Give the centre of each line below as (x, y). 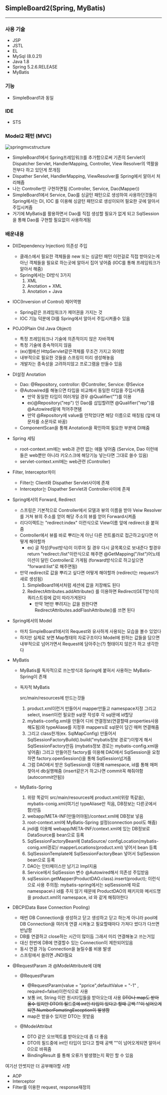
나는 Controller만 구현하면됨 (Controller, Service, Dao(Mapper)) (76, 189)
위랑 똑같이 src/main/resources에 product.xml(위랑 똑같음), (86, 798)
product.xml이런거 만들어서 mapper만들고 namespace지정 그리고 (92, 708)
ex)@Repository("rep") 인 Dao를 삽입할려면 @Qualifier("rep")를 (91, 403)
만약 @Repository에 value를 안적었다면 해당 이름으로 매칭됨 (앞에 (91, 415)
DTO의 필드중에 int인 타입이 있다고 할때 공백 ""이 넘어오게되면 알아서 (94, 1043)
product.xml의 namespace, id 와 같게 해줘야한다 (80, 897)
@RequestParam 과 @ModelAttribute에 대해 (57, 966)
